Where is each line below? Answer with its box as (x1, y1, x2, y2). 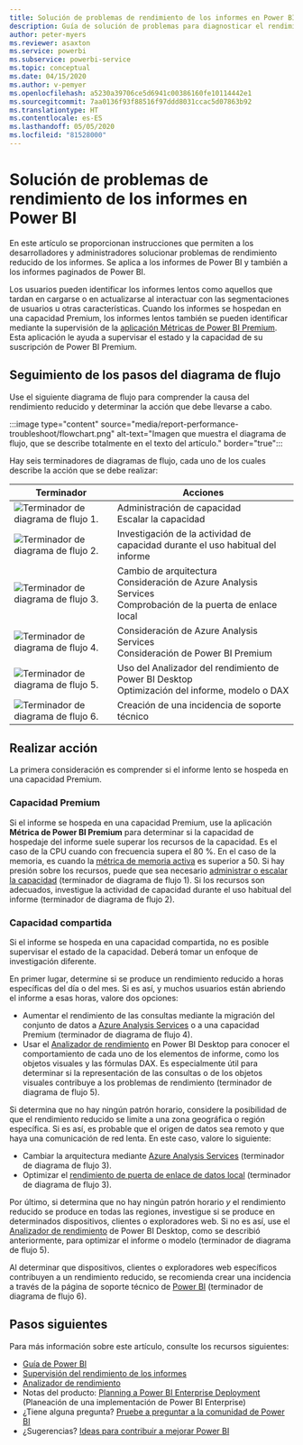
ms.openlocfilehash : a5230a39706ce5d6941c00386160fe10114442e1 (9, 88, 252, 97)
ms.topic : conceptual (9, 64, 91, 73)
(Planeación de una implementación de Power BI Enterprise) (22, 1396, 246, 1407)
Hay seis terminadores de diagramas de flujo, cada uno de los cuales (9, 455, 266, 465)
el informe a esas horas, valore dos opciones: (9, 993, 179, 1004)
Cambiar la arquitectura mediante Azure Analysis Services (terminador (22, 1151, 285, 1162)
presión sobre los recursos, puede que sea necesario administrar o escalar (9, 865, 289, 876)
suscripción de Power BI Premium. (9, 341, 137, 352)
